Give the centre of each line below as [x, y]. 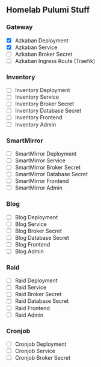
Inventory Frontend [38, 117]
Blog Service [31, 224]
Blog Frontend [32, 244]
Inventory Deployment [42, 90]
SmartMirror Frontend [42, 181]
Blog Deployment [36, 217]
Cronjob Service [35, 351]
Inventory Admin [35, 124]
